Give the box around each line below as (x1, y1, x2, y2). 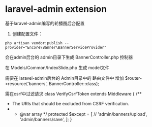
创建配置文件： (12, 31, 43, 36)
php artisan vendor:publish (5, 40, 63, 45)
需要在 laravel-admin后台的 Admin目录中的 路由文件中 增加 (5, 75, 124, 81)
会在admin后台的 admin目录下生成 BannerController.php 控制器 (5, 54, 133, 60)
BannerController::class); (48, 80, 99, 87)
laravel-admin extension (5, 3, 107, 15)
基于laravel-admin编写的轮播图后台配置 (5, 20, 85, 26)
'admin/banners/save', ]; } (19, 116, 72, 122)
